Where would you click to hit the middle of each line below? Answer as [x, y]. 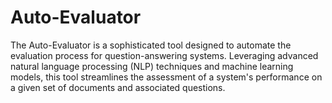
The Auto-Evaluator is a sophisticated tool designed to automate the [151, 45]
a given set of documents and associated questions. [118, 87]
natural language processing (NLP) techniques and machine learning [152, 66]
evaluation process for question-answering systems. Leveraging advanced [164, 55]
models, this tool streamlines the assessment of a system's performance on [166, 77]
